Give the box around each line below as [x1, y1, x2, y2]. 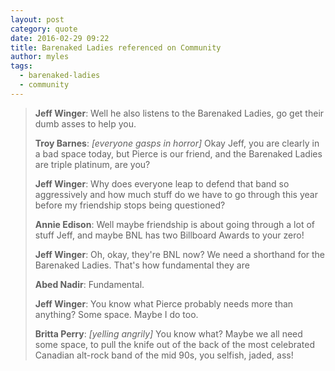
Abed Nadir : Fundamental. [34, 278, 145, 290]
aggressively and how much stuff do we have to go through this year [34, 188, 318, 200]
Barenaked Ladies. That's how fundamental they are [34, 259, 250, 271]
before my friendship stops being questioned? [34, 199, 226, 211]
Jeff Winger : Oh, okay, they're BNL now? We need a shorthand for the [34, 248, 326, 260]
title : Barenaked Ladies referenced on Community [10, 42, 222, 53]
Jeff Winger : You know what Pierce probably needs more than [34, 297, 294, 310]
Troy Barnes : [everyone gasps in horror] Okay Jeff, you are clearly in [34, 137, 320, 149]
